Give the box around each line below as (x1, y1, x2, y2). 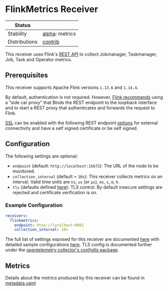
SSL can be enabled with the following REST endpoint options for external (5, 119, 158, 126)
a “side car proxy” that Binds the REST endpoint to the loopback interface (5, 99, 157, 105)
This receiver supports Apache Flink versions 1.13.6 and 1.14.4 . (5, 84, 139, 90)
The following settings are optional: (5, 153, 78, 159)
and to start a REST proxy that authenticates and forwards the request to (5, 104, 155, 111)
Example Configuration (5, 202, 63, 209)
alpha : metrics (42, 30, 76, 37)
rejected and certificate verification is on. (12, 189, 98, 195)
